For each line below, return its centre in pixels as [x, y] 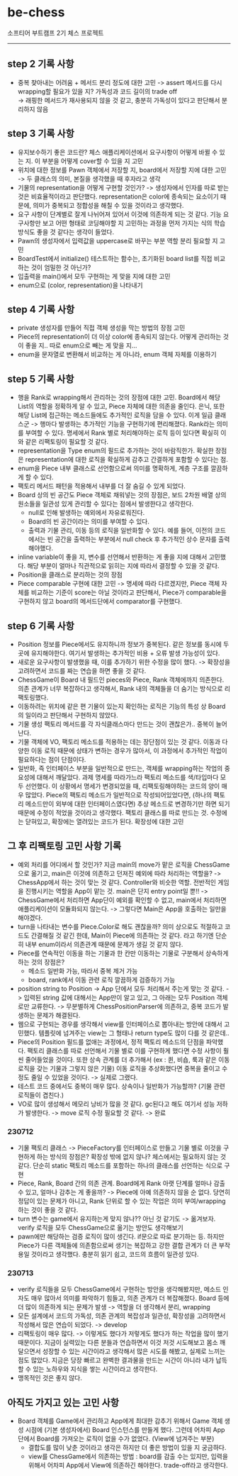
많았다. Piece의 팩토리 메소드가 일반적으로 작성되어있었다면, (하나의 [119, 795]
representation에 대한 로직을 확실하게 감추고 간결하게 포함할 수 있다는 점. [127, 460]
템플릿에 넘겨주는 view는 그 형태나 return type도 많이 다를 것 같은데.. [134, 1033]
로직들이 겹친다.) [41, 1095]
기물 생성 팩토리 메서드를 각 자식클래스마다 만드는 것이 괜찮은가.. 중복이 [116, 724]
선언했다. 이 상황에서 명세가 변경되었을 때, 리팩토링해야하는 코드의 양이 [123, 786]
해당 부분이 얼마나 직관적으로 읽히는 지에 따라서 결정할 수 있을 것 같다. [123, 566]
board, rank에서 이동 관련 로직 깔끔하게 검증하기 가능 [102, 980]
